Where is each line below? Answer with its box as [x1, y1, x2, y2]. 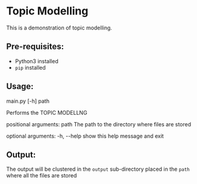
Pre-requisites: [6, 41, 64, 52]
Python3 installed [14, 57, 58, 64]
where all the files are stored [6, 172, 77, 179]
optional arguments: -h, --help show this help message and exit [6, 132, 164, 140]
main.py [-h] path [6, 97, 50, 105]
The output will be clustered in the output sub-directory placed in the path [6, 165, 190, 173]
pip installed [14, 64, 46, 71]
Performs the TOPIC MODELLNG [6, 109, 87, 116]
